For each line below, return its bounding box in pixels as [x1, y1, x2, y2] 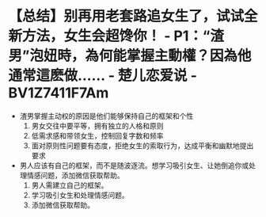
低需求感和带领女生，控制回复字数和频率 [31, 131, 164, 140]
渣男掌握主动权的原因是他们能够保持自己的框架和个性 [19, 111, 194, 120]
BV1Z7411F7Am [8, 84, 109, 102]
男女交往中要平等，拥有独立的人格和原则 [31, 120, 164, 131]
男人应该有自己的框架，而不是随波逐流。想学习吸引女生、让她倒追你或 [19, 160, 249, 170]
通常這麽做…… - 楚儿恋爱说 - [8, 67, 198, 85]
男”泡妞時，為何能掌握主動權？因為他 [8, 47, 252, 65]
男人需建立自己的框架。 [31, 180, 108, 190]
